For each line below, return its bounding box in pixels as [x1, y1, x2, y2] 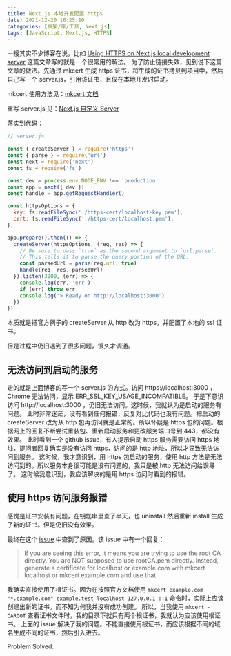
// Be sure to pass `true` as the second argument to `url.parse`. [19, 247, 217, 254]
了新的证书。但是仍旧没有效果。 [7, 520, 98, 529]
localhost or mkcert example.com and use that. [23, 571, 159, 579]
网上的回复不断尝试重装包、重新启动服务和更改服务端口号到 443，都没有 [12, 427, 220, 435]
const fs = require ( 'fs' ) [7, 165, 81, 171]
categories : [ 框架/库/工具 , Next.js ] [7, 23, 110, 30]
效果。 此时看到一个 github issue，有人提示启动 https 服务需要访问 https [7, 435, 212, 444]
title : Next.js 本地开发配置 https [7, 10, 103, 17]
